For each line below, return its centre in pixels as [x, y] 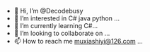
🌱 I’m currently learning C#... [56, 26]
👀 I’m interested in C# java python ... [67, 18]
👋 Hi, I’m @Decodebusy [48, 11]
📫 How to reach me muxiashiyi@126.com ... [78, 41]
